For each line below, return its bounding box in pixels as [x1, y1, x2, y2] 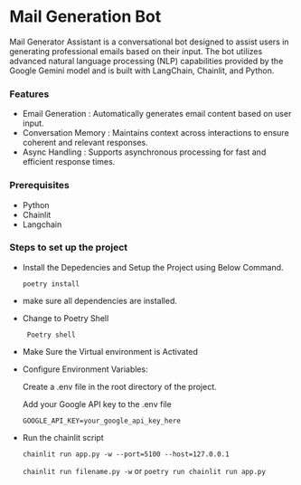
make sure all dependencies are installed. [22, 295, 178, 306]
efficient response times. [22, 157, 116, 167]
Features [9, 88, 50, 100]
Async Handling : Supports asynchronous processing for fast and [22, 147, 267, 157]
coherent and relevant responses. [22, 138, 148, 148]
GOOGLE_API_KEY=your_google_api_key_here [22, 416, 181, 425]
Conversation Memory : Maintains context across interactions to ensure [22, 128, 289, 138]
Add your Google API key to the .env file [22, 398, 172, 409]
